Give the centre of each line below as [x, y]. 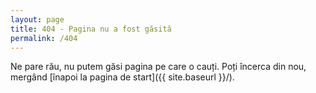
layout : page [37, 19]
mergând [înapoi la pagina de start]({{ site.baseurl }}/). [122, 77]
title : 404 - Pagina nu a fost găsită [91, 29]
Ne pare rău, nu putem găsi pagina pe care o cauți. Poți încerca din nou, [158, 67]
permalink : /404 [44, 38]
